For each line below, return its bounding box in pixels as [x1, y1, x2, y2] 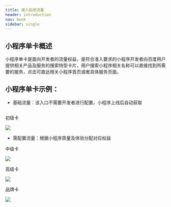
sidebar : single [5, 21, 40, 27]
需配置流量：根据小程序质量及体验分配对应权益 [12, 135, 111, 141]
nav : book [5, 17, 26, 22]
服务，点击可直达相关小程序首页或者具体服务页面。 [14, 69, 121, 75]
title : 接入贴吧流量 [5, 7, 44, 13]
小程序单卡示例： [5, 85, 59, 94]
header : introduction [5, 12, 51, 17]
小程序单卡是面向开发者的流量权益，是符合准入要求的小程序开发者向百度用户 [5, 56, 166, 62]
